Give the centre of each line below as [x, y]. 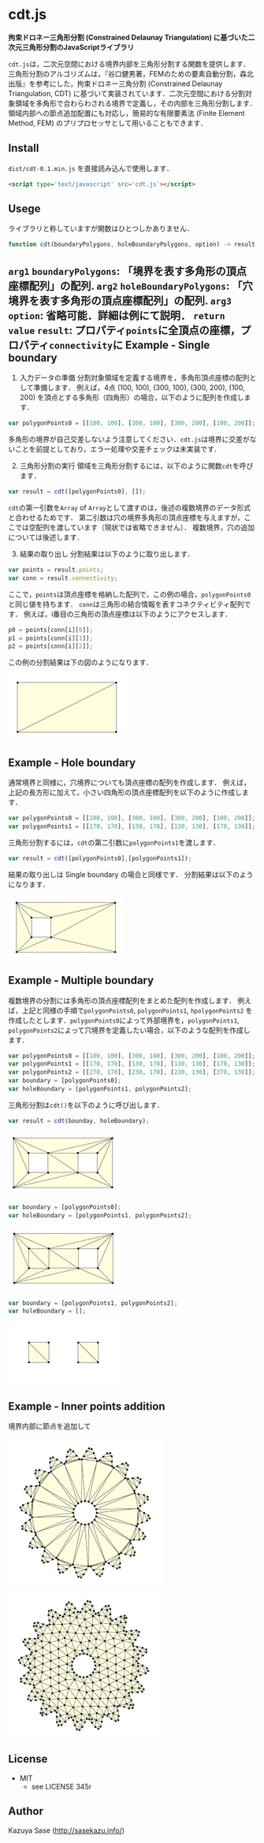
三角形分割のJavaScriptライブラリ [78, 47]
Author [26, 1811]
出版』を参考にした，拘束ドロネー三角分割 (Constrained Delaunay [115, 84]
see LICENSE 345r [61, 1786]
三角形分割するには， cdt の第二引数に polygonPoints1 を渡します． [114, 842]
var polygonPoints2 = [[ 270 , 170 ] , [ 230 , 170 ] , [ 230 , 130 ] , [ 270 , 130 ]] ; [132, 1072]
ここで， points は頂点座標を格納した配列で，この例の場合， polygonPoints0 [130, 594]
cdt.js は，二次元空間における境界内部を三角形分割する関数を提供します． [129, 64]
